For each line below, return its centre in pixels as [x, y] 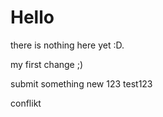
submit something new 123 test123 [81, 83]
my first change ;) [47, 64]
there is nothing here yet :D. [67, 45]
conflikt [26, 103]
